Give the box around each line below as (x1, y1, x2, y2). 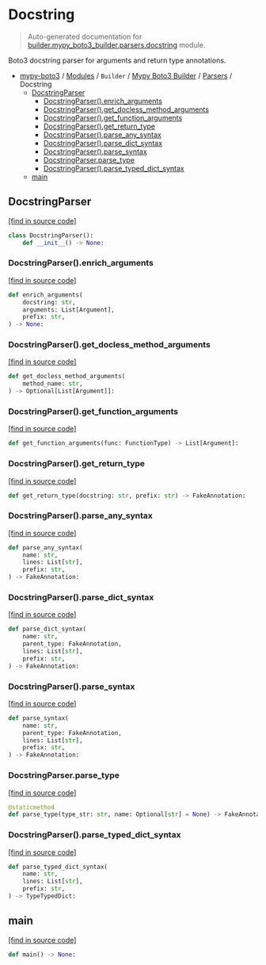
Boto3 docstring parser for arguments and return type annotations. (8, 56, 226, 65)
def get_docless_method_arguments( (8, 373, 126, 381)
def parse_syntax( (8, 714, 69, 722)
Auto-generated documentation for (27, 32, 142, 41)
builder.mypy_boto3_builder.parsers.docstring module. (27, 40, 206, 49)
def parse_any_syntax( (8, 543, 83, 552)
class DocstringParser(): (8, 232, 93, 239)
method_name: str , (22, 380, 83, 388)
